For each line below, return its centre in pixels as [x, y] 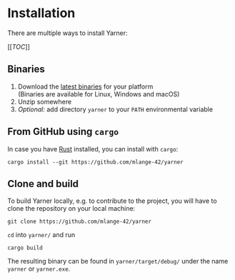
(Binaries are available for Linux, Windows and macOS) [99, 94]
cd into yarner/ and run [41, 235]
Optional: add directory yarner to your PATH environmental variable [115, 109]
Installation [41, 13]
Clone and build [43, 184]
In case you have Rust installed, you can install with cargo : [93, 149]
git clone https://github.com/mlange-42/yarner [80, 222]
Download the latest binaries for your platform [85, 86]
